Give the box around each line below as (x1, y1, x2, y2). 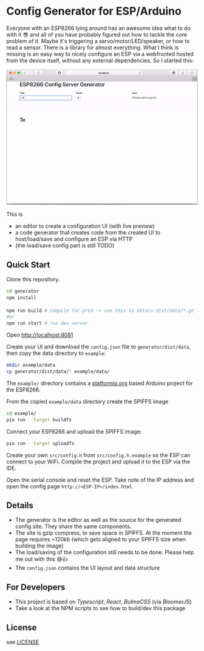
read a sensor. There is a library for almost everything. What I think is (6, 44, 179, 51)
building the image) (15, 542, 64, 549)
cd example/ (6, 410, 36, 417)
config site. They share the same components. (15, 523, 132, 530)
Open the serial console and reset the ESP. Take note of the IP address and (6, 476, 194, 484)
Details (6, 500, 33, 510)
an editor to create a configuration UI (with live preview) (15, 222, 155, 230)
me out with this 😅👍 (15, 555, 68, 563)
